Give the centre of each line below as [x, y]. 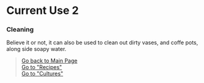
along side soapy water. [36, 49]
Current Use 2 [43, 11]
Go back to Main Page [49, 61]
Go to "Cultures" [42, 74]
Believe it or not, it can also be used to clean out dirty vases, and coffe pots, [102, 42]
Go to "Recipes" [42, 67]
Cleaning [20, 30]
